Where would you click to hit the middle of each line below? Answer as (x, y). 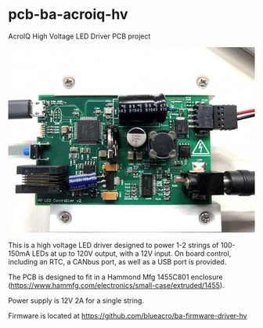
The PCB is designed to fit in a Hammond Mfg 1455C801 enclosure (115, 277)
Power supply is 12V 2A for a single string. (76, 301)
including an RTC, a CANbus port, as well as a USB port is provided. (117, 261)
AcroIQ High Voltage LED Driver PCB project (79, 36)
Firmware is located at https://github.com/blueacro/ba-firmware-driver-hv (128, 315)
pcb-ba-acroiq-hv (68, 15)
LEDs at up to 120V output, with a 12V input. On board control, (131, 253)
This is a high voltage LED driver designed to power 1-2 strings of (113, 245)
